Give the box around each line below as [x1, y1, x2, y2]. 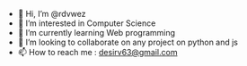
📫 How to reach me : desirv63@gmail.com [17, 47, 178, 57]
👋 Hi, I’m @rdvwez [17, 9, 86, 19]
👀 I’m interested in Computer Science [17, 18, 156, 29]
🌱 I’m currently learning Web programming [17, 28, 176, 37]
